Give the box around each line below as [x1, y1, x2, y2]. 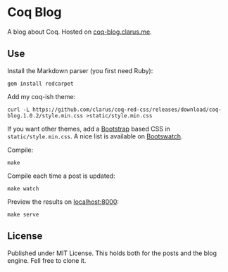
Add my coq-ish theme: [7, 92, 76, 101]
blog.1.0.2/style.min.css [7, 112, 83, 119]
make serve [7, 211, 39, 218]
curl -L [7, 106, 30, 113]
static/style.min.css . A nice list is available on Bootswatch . [7, 131, 183, 141]
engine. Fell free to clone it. [7, 256, 87, 264]
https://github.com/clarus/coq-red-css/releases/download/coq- [32, 106, 222, 113]
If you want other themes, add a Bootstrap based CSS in [7, 124, 170, 133]
